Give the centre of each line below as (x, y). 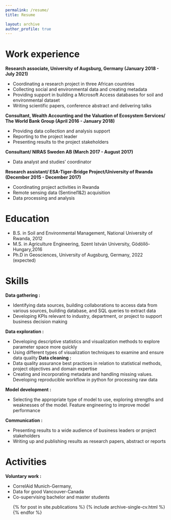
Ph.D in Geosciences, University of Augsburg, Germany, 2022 (78, 255)
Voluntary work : (23, 476)
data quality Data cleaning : (42, 358)
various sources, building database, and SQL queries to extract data (84, 311)
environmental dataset (36, 100)
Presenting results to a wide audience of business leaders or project (84, 430)
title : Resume (20, 15)
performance (27, 411)
